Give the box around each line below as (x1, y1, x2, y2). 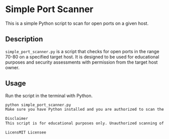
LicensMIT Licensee (5, 130, 47, 135)
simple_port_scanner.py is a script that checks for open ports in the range (5, 48, 159, 54)
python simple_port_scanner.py (5, 102, 71, 107)
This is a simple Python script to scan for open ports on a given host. (5, 20, 149, 26)
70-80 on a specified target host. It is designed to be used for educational (5, 54, 159, 60)
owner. (5, 64, 20, 70)
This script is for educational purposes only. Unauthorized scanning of (5, 121, 164, 126)
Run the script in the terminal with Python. (5, 92, 93, 99)
